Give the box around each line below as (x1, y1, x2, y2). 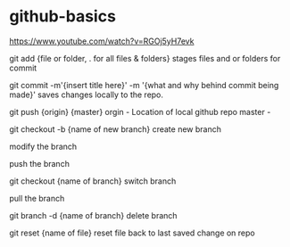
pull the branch (9, 193, 65, 203)
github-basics (9, 6, 116, 27)
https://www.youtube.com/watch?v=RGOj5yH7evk (9, 36, 195, 46)
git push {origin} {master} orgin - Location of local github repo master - (9, 106, 271, 117)
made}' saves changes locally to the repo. (9, 89, 163, 100)
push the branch (9, 158, 70, 169)
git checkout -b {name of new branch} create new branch (9, 123, 221, 135)
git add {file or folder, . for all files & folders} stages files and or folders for (9, 53, 281, 63)
